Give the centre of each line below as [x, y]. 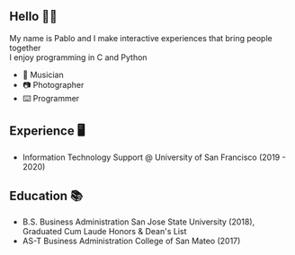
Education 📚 [46, 196]
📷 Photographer [53, 84]
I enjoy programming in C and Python [78, 57]
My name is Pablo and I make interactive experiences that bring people [141, 38]
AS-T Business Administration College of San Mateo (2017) [131, 241]
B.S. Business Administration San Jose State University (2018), [139, 222]
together [25, 48]
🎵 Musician [43, 75]
